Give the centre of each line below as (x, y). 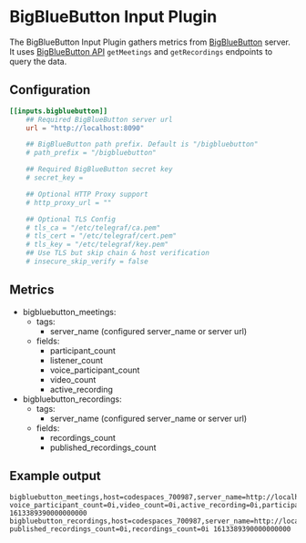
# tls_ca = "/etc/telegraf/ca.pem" (93, 228)
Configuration (50, 90)
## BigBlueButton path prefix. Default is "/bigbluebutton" (142, 144)
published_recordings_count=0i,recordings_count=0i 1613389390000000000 (150, 529)
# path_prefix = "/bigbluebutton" (91, 153)
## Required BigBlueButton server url (99, 119)
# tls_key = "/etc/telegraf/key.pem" (97, 245)
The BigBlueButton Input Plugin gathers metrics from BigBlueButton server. (150, 42)
